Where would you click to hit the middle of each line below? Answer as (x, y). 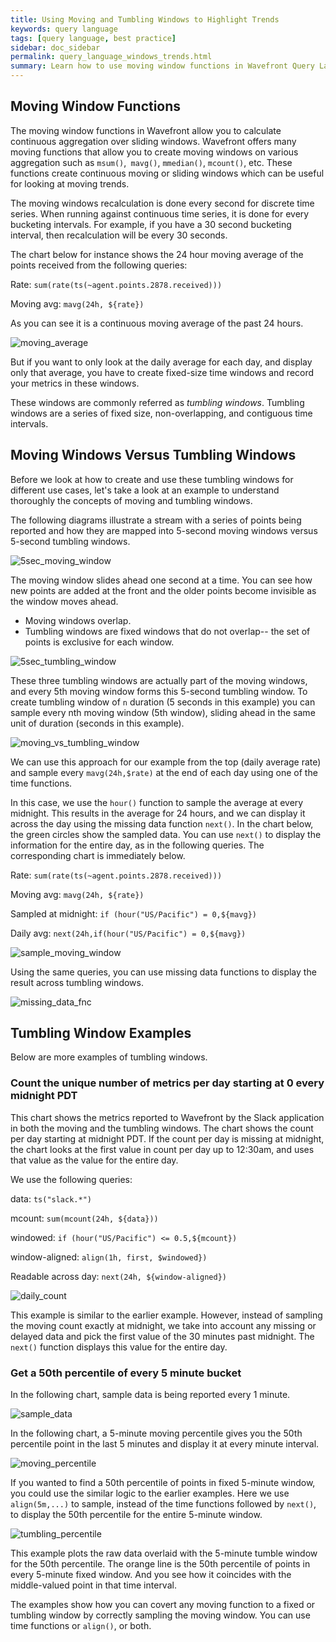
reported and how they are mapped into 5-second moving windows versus (164, 530)
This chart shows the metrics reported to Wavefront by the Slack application (167, 1117)
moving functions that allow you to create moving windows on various (154, 152)
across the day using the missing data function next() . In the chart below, (162, 823)
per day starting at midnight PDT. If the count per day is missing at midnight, (167, 1138)
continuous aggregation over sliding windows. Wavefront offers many (153, 141)
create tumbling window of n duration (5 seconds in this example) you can (163, 702)
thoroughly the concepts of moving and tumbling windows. (131, 500)
